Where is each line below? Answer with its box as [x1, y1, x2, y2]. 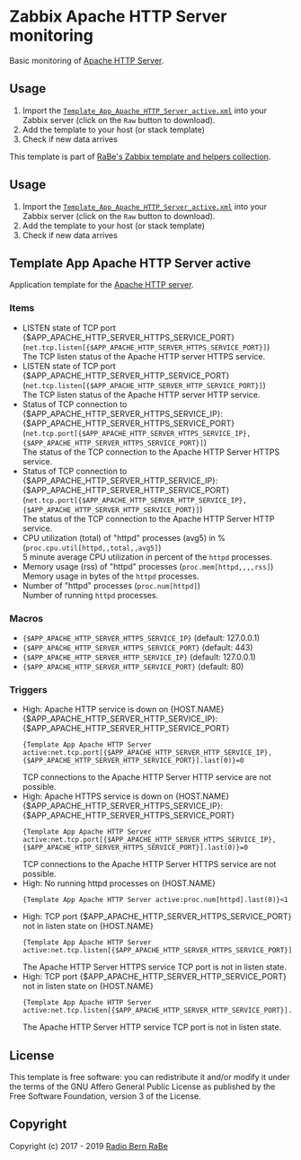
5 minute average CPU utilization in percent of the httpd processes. [22, 551, 272, 562]
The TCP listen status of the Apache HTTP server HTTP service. [22, 389, 261, 400]
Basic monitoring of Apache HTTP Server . [9, 55, 164, 66]
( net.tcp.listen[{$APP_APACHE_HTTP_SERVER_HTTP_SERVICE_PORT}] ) [22, 379, 267, 390]
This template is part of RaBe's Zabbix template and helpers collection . [9, 151, 271, 162]
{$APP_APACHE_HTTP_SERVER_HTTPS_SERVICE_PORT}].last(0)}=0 [22, 843, 249, 853]
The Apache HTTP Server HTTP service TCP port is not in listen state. [22, 1022, 282, 1032]
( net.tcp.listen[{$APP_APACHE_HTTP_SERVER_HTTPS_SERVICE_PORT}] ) [22, 341, 270, 352]
